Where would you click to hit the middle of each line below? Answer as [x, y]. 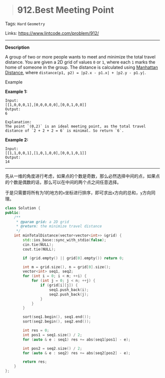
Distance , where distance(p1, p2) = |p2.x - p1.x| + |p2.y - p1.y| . [76, 72]
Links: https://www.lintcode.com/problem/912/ [52, 33]
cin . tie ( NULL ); [38, 245]
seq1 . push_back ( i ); [69, 290]
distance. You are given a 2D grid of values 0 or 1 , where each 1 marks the [80, 62]
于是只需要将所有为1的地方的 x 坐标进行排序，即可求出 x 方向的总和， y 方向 [78, 192]
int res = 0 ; [36, 331]
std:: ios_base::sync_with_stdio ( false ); [65, 240]
